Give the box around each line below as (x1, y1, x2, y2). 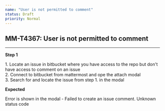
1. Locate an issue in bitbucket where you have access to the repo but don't (5, 62, 158, 67)
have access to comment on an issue (5, 67, 81, 72)
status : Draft (5, 12, 34, 17)
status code (5, 101, 29, 107)
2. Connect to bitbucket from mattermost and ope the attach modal (5, 72, 141, 78)
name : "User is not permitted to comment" (5, 7, 93, 12)
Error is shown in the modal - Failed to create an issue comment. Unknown (5, 96, 156, 102)
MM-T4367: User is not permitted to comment (5, 34, 149, 43)
